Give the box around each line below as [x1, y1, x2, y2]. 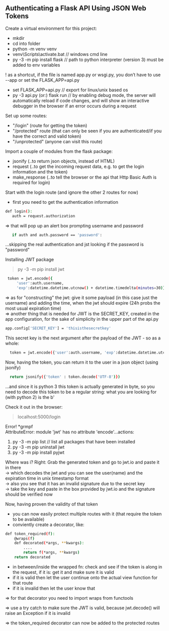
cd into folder [12, 40, 41, 46]
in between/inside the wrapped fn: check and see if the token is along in [12, 563, 162, 569]
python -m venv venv [12, 45, 57, 52]
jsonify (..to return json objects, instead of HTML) [12, 158, 115, 164]
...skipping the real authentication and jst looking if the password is [5, 242, 144, 248]
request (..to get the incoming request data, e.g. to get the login [12, 163, 144, 169]
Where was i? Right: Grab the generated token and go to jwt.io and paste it [5, 459, 160, 465]
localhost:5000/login [17, 414, 61, 420]
